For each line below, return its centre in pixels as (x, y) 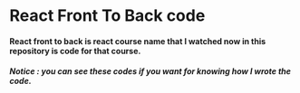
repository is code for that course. (75, 51)
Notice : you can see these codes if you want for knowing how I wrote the (150, 71)
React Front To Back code (107, 16)
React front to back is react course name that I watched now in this (138, 41)
